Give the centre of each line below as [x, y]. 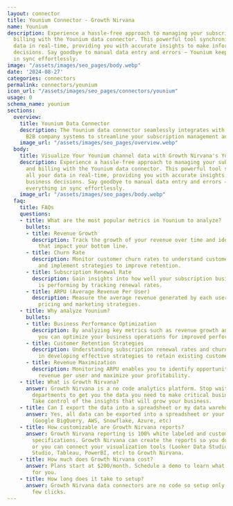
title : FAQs [37, 208]
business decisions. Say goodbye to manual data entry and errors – [127, 181]
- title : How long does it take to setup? [82, 479]
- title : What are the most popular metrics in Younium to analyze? [121, 220]
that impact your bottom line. [83, 246]
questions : [35, 214]
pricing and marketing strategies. [89, 304]
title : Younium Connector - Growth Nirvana [71, 20]
